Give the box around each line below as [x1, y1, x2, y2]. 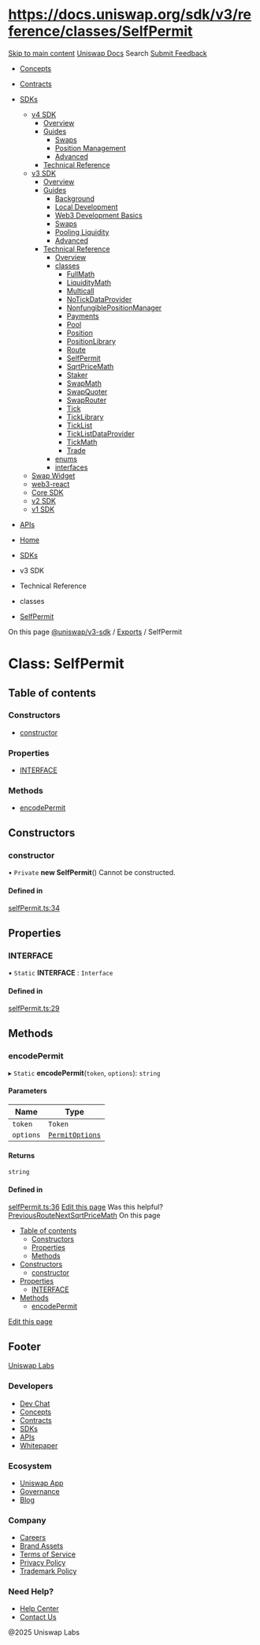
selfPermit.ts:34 [8, 904, 61, 913]
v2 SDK [31, 496, 57, 505]
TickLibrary [66, 412, 104, 421]
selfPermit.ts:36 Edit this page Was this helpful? [8, 1202, 164, 1212]
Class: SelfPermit [8, 655, 124, 673]
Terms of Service [19, 1549, 76, 1559]
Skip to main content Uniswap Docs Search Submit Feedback [8, 48, 207, 58]
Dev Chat [19, 1398, 50, 1408]
